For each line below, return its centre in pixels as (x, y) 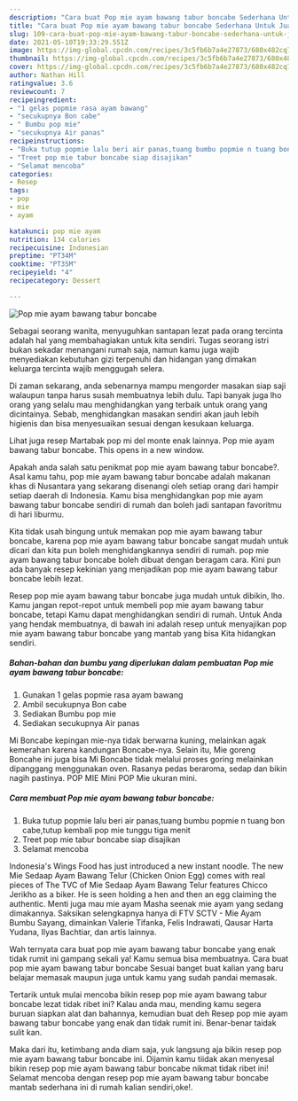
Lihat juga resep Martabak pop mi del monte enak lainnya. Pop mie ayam (142, 441)
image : (21, 51)
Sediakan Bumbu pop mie (69, 714)
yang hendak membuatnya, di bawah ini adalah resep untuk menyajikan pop (148, 624)
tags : (19, 191)
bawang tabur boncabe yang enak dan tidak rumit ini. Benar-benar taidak (143, 1023)
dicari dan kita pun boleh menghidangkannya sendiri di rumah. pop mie (139, 550)
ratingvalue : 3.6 (41, 83)
